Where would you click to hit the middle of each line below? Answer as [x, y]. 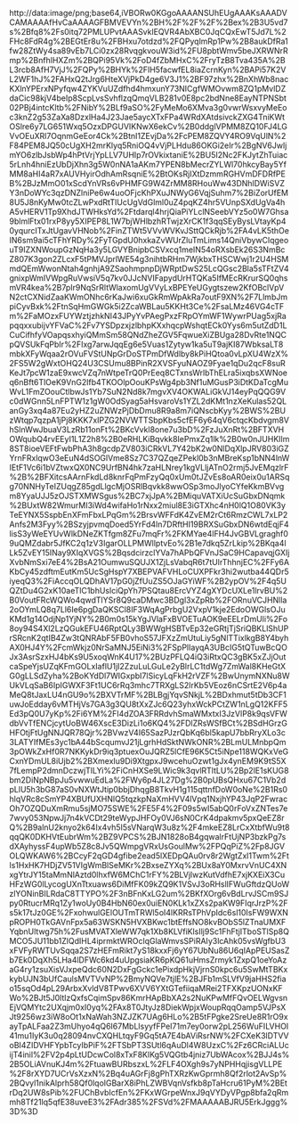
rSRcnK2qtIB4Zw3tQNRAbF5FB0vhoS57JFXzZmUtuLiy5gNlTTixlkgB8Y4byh [149, 638]
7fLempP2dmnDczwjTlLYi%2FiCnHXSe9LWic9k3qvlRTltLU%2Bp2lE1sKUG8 [149, 771]
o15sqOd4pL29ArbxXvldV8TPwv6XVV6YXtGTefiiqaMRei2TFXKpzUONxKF [146, 988]
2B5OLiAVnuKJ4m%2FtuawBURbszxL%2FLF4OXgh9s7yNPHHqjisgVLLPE [146, 1064]
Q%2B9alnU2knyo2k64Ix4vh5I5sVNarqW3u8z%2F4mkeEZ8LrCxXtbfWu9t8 [149, 827]
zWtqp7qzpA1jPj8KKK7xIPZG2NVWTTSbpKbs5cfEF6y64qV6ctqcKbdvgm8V [149, 420]
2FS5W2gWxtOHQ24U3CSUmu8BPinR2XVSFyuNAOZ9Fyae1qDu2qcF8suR [148, 363]
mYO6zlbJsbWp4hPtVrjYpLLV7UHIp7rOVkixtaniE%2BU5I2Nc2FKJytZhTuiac [149, 155]
